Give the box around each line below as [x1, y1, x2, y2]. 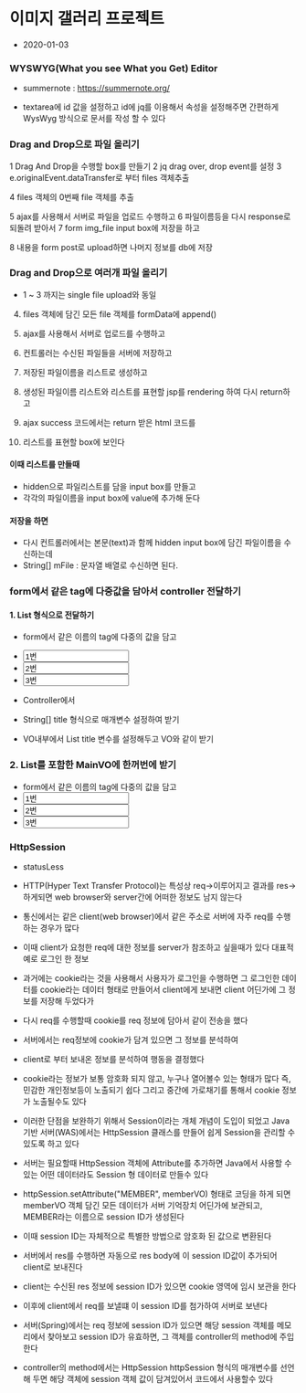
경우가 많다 [39, 922, 79, 933]
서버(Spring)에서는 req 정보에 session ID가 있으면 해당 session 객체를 [22, 1319, 276, 1330]
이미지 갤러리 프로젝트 [9, 8, 164, 29]
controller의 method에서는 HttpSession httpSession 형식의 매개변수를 [22, 1362, 279, 1373]
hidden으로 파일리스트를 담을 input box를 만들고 [22, 481, 196, 492]
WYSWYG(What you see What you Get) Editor [9, 61, 218, 74]
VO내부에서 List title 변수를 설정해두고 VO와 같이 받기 [22, 733, 215, 744]
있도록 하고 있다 [22, 1138, 79, 1149]
